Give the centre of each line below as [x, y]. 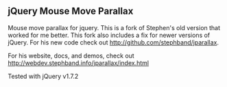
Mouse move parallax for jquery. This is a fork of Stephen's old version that [114, 27]
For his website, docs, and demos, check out [71, 55]
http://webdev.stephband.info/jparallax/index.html [79, 63]
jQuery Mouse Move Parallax [71, 11]
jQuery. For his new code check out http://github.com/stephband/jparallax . [113, 42]
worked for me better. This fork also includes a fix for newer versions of [109, 35]
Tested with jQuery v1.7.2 [43, 76]
